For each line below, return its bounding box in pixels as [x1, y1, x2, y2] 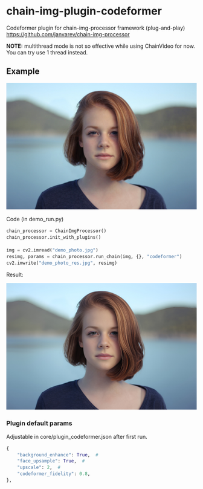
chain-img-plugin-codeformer [6, 4, 162, 18]
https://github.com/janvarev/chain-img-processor [6, 30, 130, 37]
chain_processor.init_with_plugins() [6, 235, 101, 241]
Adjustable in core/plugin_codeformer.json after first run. [6, 433, 147, 440]
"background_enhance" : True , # [17, 452, 98, 458]
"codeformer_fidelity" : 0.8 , [17, 471, 91, 477]
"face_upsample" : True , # [17, 458, 85, 464]
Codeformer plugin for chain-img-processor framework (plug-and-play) [6, 24, 185, 31]
